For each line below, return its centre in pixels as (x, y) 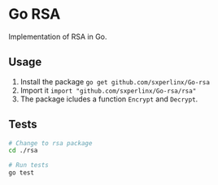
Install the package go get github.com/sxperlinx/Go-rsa (115, 81)
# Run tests (28, 166)
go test (22, 173)
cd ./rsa (23, 151)
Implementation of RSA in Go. (58, 37)
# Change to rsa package (50, 143)
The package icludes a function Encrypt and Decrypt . (109, 99)
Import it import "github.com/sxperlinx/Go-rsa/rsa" (108, 90)
